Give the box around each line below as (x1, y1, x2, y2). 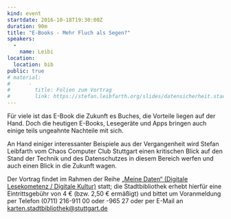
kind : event (7, 10, 41, 17)
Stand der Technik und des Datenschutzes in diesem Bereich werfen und (7, 154, 214, 162)
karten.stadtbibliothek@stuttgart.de (7, 204, 108, 212)
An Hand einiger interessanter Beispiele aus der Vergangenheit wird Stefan (7, 140, 219, 148)
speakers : (7, 36, 36, 43)
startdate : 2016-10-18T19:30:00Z (7, 16, 103, 23)
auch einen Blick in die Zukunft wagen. (7, 162, 117, 170)
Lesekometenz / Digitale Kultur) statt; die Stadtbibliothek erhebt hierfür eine (7, 183, 222, 190)
